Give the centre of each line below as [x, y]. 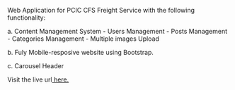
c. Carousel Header [36, 66]
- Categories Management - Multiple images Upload [83, 39]
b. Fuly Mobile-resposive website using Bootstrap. [81, 52]
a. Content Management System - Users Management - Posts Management [117, 31]
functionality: [27, 18]
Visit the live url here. [38, 79]
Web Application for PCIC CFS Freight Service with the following [101, 10]
